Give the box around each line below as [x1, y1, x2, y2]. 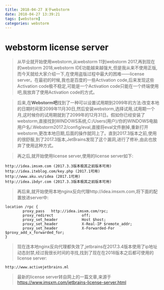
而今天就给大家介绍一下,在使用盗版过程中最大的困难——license [17, 71, 144, 77]
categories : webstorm [5, 21, 49, 26]
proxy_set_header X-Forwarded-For [23, 226, 115, 231]
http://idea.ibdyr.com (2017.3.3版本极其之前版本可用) [5, 179, 112, 184]
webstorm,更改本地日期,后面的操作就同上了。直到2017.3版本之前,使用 [17, 130, 157, 136]
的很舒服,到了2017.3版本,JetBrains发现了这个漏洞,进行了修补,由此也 [17, 137, 153, 143]
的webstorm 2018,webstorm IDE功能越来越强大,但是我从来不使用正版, [17, 65, 158, 71]
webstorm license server [5, 42, 109, 53]
